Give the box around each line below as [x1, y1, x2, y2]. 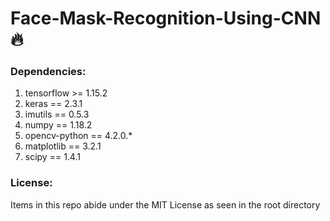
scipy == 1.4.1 [24, 151, 81, 163]
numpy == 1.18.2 [24, 119, 93, 131]
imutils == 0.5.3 [24, 108, 90, 121]
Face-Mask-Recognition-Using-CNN [10, 7, 322, 30]
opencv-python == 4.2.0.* [24, 130, 133, 142]
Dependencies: [10, 65, 87, 79]
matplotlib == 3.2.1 [24, 140, 102, 152]
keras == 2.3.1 [24, 98, 83, 110]
